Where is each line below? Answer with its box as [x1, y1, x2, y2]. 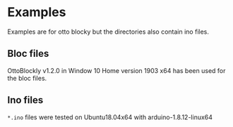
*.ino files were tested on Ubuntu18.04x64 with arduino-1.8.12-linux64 [7, 113, 213, 121]
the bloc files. [7, 74, 47, 82]
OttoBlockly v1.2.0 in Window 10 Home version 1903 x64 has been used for [7, 66, 226, 74]
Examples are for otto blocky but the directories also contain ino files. [7, 27, 210, 36]
